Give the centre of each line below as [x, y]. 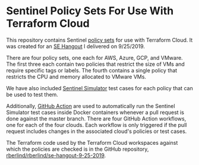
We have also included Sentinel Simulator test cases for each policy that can [99, 88]
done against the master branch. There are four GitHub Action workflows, [96, 118]
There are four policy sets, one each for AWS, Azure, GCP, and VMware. [94, 58]
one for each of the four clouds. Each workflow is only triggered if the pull [97, 125]
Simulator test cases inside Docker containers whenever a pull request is [95, 112]
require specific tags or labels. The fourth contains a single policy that [92, 70]
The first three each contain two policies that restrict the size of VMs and [96, 64]
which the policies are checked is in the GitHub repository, [78, 149]
